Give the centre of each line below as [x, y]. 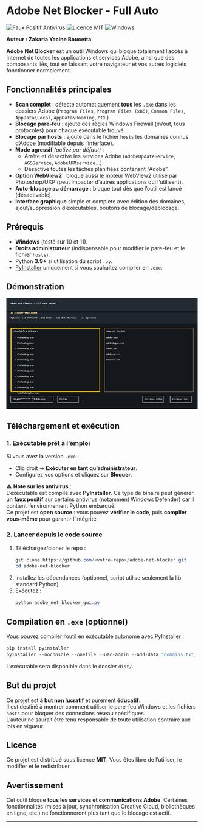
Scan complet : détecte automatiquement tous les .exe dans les [95, 104]
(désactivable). [34, 195]
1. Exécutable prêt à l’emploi [48, 443]
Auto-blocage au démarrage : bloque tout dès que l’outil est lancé [98, 188]
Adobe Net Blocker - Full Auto [83, 11]
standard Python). [38, 584]
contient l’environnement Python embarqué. [61, 506]
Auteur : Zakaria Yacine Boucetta [49, 39]
